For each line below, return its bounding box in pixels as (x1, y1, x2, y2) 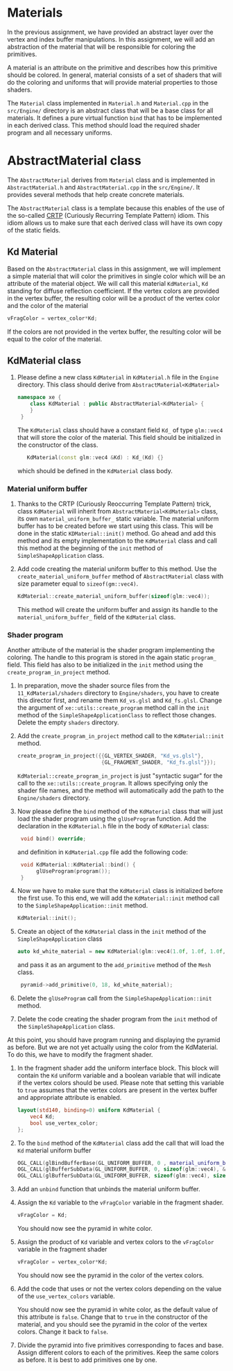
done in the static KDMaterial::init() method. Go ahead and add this (17, 529, 216, 538)
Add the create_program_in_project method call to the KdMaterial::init (17, 732, 224, 740)
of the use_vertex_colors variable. (17, 1292, 116, 1300)
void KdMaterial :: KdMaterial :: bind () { (20, 861, 136, 868)
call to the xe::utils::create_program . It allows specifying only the (17, 778, 208, 787)
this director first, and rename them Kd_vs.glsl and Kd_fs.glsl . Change (17, 696, 223, 705)
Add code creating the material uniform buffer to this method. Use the (17, 565, 217, 573)
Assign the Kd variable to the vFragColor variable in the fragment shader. (17, 1198, 224, 1207)
